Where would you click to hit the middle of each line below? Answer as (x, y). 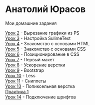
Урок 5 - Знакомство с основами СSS (45, 49)
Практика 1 (17, 91)
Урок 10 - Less (20, 75)
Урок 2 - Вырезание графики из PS (42, 33)
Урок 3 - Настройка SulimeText (38, 38)
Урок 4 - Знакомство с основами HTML (47, 43)
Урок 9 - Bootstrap (24, 70)
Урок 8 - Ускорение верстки (35, 65)
